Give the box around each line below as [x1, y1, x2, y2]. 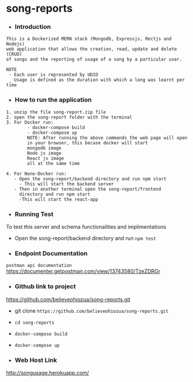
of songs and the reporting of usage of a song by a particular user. [6, 56, 182, 63]
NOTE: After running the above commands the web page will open [27, 134, 188, 141]
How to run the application [14, 96, 92, 104]
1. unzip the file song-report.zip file [6, 109, 107, 115]
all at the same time [27, 160, 80, 166]
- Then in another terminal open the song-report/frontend [13, 186, 161, 192]
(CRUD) [6, 52, 22, 58]
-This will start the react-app [19, 196, 99, 202]
